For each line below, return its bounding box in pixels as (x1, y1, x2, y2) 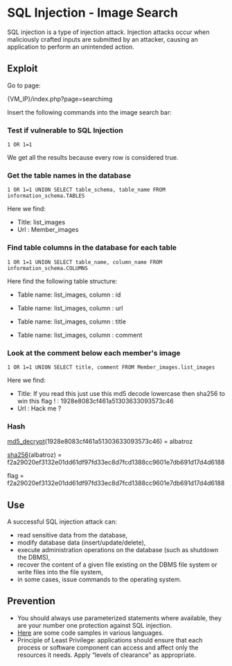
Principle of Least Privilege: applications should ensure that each (17, 635, 203, 644)
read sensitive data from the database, (17, 531, 128, 540)
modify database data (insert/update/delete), (17, 538, 146, 547)
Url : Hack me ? (17, 404, 62, 413)
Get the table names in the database (7, 170, 132, 180)
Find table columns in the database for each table (7, 243, 177, 253)
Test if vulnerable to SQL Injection (7, 125, 123, 135)
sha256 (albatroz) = (7, 451, 62, 459)
